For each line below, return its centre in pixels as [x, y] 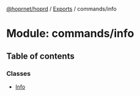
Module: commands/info [70, 34]
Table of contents [40, 56]
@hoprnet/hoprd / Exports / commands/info [62, 9]
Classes [19, 73]
